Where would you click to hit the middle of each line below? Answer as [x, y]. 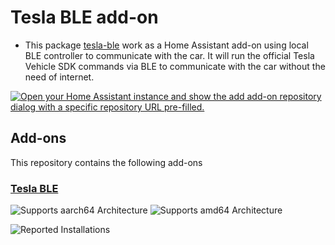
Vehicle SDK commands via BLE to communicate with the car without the [175, 66]
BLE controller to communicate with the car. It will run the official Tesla [169, 55]
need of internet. [59, 77]
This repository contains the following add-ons [106, 162]
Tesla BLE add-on [84, 17]
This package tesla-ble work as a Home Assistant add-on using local [166, 45]
